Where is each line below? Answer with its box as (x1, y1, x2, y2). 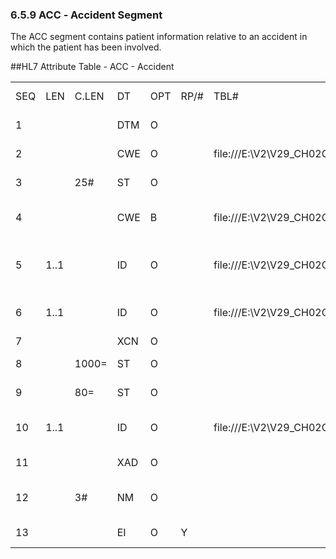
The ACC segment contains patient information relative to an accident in (10, 31, 308, 43)
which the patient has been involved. (10, 41, 162, 53)
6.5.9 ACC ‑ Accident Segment (10, 8, 163, 22)
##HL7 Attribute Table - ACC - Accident (10, 61, 175, 73)
